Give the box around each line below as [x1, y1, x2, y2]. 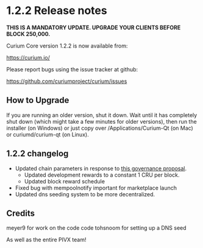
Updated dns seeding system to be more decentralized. [15, 190, 155, 198]
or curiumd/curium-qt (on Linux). [6, 130, 90, 138]
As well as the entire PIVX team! [6, 236, 87, 244]
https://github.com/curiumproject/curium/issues [6, 77, 127, 85]
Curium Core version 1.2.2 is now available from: [6, 42, 128, 49]
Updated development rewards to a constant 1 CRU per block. [24, 171, 180, 179]
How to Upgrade [6, 95, 69, 105]
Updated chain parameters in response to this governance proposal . [15, 165, 187, 172]
